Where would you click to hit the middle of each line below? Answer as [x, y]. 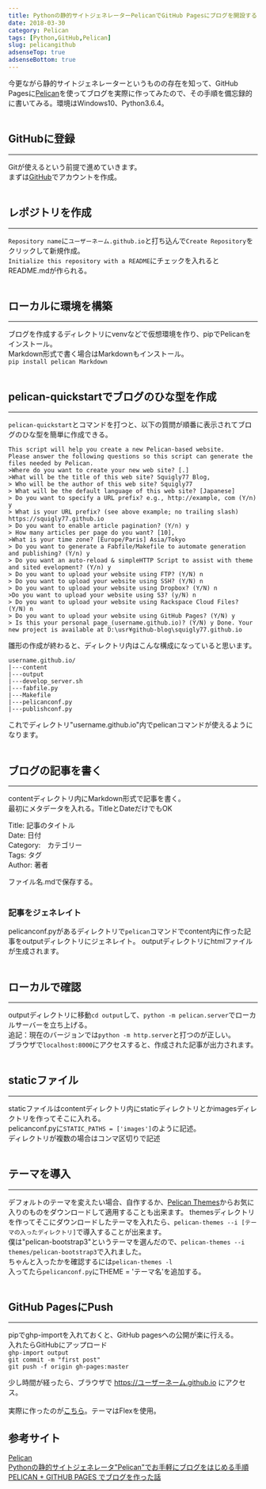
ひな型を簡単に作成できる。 [67, 435]
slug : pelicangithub [42, 45]
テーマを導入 [40, 1174]
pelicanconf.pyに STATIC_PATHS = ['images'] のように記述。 [104, 1128]
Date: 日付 [25, 835]
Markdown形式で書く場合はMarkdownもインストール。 [98, 354]
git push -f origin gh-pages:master [68, 1367]
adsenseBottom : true [42, 60]
